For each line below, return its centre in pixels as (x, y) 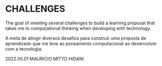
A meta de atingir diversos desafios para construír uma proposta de (76, 38)
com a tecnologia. (24, 49)
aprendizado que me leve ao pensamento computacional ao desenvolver (81, 43)
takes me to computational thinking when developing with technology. (78, 28)
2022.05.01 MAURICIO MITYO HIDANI (45, 58)
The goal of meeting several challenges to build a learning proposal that (80, 23)
